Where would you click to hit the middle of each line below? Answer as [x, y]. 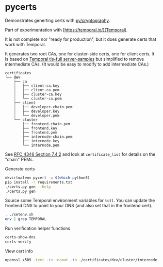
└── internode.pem [41, 145]
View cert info [19, 251]
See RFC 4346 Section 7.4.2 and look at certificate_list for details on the [80, 154]
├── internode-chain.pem [48, 137]
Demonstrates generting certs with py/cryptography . [57, 20]
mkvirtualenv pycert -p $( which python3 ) [48, 178]
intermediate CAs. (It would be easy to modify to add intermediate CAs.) [77, 64]
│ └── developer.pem [37, 116]
